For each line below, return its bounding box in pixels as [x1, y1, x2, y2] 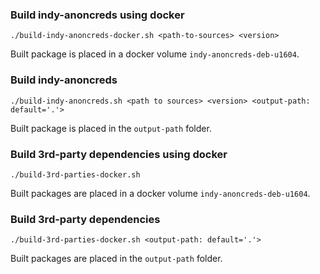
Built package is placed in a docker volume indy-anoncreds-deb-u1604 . [10, 48, 300, 60]
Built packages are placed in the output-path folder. [10, 253, 223, 265]
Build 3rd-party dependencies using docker [10, 147, 228, 161]
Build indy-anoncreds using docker [10, 8, 185, 22]
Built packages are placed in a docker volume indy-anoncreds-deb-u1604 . [10, 187, 311, 199]
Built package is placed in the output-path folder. [10, 122, 212, 134]
